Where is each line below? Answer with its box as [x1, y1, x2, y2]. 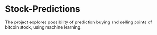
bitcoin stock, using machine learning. [5, 24, 82, 30]
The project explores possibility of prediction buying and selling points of [5, 19, 153, 25]
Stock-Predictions [5, 3, 81, 14]
